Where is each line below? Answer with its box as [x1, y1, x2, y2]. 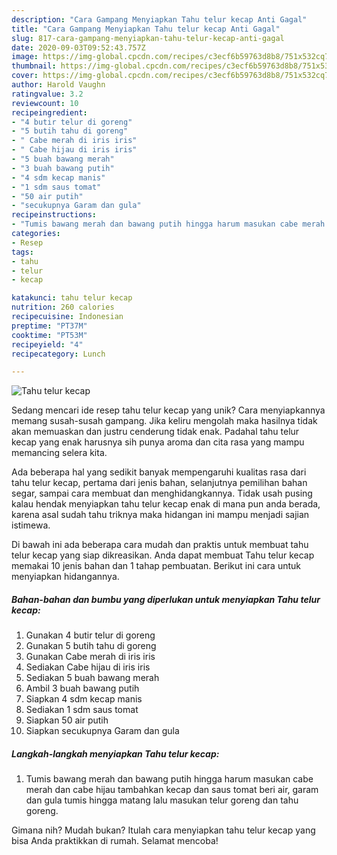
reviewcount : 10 [11, 98, 79, 108]
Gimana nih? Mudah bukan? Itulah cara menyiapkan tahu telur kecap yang [11, 824, 316, 836]
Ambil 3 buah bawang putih [25, 682, 140, 695]
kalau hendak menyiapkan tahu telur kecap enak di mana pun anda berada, [11, 498, 321, 510]
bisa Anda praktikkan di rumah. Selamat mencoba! [11, 835, 219, 847]
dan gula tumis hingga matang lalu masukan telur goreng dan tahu [25, 794, 299, 806]
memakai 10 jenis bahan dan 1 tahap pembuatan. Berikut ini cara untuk [11, 560, 301, 572]
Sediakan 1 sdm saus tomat [25, 704, 139, 716]
